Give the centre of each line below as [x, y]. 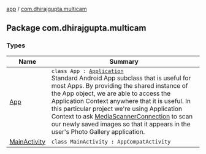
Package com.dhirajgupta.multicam [76, 28]
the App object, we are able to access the [111, 93]
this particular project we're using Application [117, 109]
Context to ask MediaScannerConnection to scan [122, 116]
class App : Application [87, 71]
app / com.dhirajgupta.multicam [47, 9]
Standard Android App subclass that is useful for [121, 78]
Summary [124, 61]
